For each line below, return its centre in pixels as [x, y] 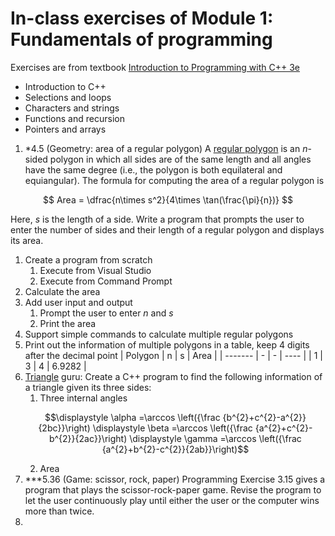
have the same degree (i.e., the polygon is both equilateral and [153, 169]
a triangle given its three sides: [88, 387]
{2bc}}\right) [64, 428]
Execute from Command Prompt [106, 281]
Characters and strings [72, 108]
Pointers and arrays [65, 129]
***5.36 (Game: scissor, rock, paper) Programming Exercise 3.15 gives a [175, 479]
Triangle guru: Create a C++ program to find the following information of [173, 376]
